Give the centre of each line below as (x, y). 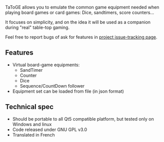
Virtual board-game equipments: (46, 65)
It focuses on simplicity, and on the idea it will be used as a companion (78, 22)
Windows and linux (32, 124)
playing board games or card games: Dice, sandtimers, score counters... (79, 12)
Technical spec (29, 107)
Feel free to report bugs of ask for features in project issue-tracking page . (81, 37)
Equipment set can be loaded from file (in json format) (68, 91)
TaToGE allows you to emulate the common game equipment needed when (82, 7)
